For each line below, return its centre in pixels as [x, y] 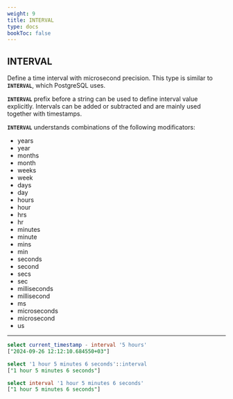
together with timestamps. [45, 114]
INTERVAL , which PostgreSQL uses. [57, 86]
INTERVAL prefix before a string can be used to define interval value [103, 99]
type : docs [23, 26]
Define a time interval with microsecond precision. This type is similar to [110, 78]
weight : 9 [21, 14]
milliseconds [35, 289]
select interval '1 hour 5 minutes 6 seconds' [76, 383]
